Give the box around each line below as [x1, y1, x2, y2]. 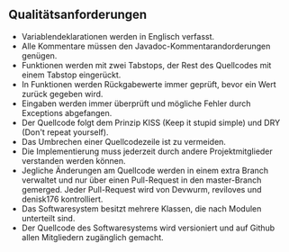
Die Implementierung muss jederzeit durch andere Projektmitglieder [21, 146, 274, 157]
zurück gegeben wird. [21, 88, 104, 99]
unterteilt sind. [21, 212, 76, 223]
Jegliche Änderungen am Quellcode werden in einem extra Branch [21, 165, 269, 175]
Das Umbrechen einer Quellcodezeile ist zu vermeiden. [21, 136, 227, 147]
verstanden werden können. [21, 155, 127, 166]
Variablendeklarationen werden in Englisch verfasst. [21, 31, 215, 41]
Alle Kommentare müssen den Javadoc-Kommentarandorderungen [21, 40, 271, 51]
